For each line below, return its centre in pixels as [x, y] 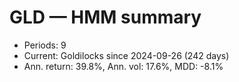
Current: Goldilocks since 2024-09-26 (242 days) [126, 55]
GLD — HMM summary [105, 17]
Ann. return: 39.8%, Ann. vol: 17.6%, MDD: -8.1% [123, 66]
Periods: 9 [45, 45]
